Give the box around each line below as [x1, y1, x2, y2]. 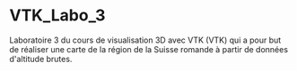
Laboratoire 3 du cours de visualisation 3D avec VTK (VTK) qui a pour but [9, 35, 282, 45]
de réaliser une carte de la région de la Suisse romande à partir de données [9, 43, 289, 54]
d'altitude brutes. [9, 53, 73, 64]
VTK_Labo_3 [9, 5, 106, 26]
